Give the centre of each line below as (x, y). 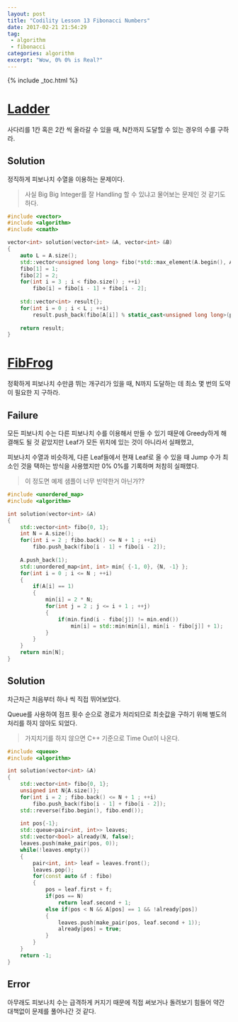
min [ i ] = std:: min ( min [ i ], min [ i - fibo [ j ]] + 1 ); (147, 626)
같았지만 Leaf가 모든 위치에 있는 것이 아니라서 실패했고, (118, 442)
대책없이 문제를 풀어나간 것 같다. (52, 1011)
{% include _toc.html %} (43, 80)
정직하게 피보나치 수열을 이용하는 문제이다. (66, 179)
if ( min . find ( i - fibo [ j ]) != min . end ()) (118, 619)
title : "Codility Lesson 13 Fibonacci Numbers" (79, 21)
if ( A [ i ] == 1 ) (53, 587)
